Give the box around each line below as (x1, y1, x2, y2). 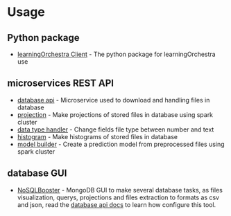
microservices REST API (7, 78, 114, 89)
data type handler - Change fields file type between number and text (17, 125, 214, 134)
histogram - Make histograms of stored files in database (17, 132, 178, 141)
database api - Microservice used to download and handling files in (17, 96, 210, 104)
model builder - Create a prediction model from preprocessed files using (17, 140, 225, 148)
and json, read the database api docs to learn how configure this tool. (17, 200, 216, 208)
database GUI (7, 168, 67, 179)
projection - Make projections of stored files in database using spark (17, 110, 214, 118)
